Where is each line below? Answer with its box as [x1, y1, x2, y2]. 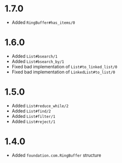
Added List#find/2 [11, 108, 51, 114]
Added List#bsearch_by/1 [11, 58, 64, 64]
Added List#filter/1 [11, 113, 56, 119]
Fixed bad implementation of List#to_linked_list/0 [11, 63, 118, 69]
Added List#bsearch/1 [11, 53, 58, 59]
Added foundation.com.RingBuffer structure [11, 152, 101, 158]
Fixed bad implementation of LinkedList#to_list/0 [11, 69, 115, 75]
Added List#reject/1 [11, 118, 56, 124]
